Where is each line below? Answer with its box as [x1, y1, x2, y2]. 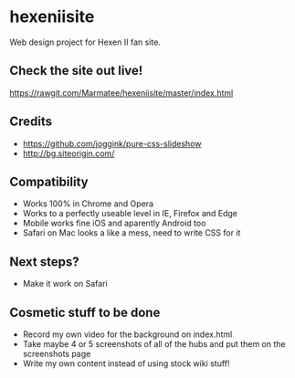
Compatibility [9, 173, 89, 189]
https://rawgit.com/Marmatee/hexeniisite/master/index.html [9, 87, 234, 98]
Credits [9, 114, 53, 130]
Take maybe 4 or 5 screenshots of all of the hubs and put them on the [22, 339, 286, 349]
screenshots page [22, 349, 91, 359]
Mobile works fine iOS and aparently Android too [22, 217, 206, 229]
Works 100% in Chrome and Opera [22, 198, 153, 209]
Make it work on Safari [22, 278, 108, 289]
